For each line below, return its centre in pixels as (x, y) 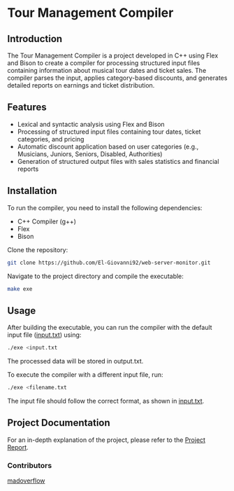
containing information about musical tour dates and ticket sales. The (107, 70)
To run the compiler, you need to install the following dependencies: (105, 207)
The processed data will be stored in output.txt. (75, 361)
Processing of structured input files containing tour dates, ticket (109, 132)
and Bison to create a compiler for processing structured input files (104, 63)
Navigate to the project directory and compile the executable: (95, 276)
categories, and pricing (51, 139)
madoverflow (26, 480)
